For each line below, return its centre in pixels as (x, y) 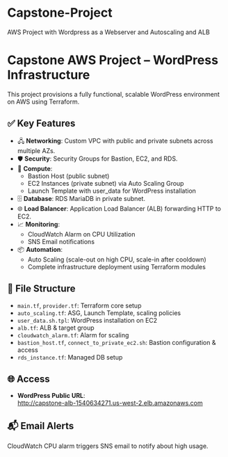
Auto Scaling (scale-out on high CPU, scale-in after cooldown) (117, 259)
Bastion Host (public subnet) (68, 176)
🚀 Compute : (35, 168)
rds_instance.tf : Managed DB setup (70, 357)
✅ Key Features (41, 123)
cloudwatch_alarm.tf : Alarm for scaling (73, 335)
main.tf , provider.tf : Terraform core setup (79, 305)
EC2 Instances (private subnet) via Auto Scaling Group (106, 183)
